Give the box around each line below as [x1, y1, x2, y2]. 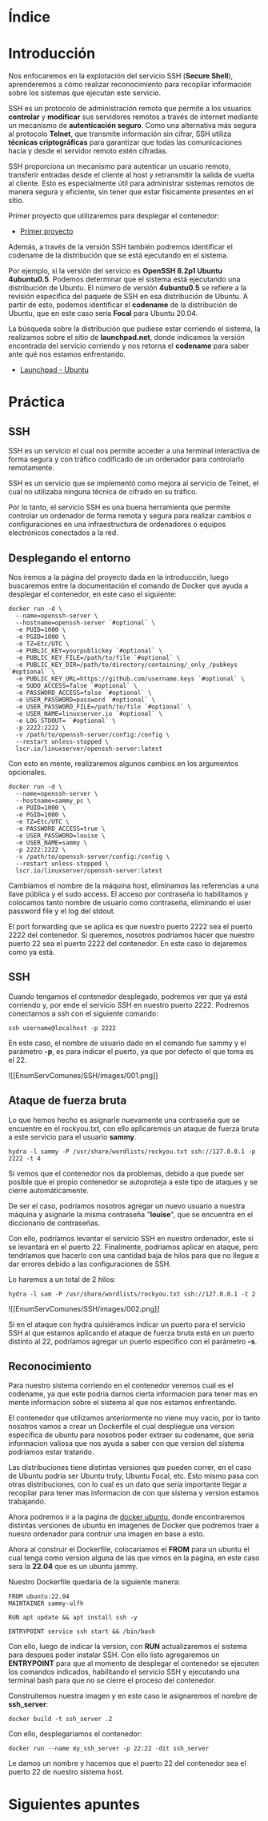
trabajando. [8, 1496, 46, 1507]
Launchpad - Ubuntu [19, 365, 90, 375]
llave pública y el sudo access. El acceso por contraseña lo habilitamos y [8, 889, 249, 899]
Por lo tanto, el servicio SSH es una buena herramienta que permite [8, 502, 230, 512]
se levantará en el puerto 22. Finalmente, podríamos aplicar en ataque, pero [8, 1242, 258, 1252]
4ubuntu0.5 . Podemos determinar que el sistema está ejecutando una [8, 274, 241, 284]
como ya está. [8, 947, 55, 956]
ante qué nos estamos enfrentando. [8, 349, 126, 359]
